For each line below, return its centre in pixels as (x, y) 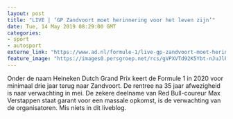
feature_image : (29, 59)
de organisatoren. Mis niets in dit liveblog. (67, 107)
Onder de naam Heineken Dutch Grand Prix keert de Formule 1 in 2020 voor (115, 78)
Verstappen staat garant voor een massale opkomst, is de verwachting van (114, 100)
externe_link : (28, 53)
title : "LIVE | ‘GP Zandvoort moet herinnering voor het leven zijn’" (111, 20)
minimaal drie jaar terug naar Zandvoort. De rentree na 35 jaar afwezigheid (114, 85)
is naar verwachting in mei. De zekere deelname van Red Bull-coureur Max (114, 93)
